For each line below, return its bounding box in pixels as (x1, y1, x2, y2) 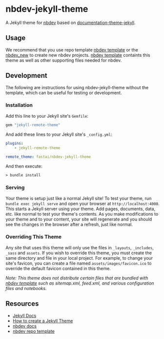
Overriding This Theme (5, 234, 62, 241)
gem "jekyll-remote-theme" (5, 122, 61, 127)
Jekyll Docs (12, 313, 37, 318)
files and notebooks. (5, 285, 47, 291)
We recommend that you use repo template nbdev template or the (5, 47, 138, 52)
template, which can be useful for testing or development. (5, 90, 122, 96)
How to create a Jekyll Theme (12, 317, 73, 324)
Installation (5, 102, 33, 109)
